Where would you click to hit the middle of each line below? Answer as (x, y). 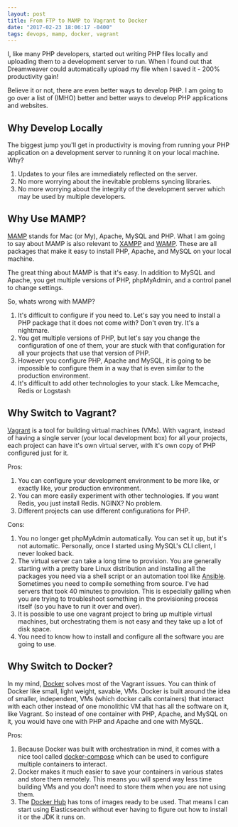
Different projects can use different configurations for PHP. (104, 511)
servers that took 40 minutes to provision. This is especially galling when (124, 591)
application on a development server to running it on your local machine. (113, 153)
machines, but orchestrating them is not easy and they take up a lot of (120, 621)
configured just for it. (38, 453)
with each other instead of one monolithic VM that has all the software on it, (118, 706)
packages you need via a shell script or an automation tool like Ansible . (121, 576)
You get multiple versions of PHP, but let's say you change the (109, 338)
